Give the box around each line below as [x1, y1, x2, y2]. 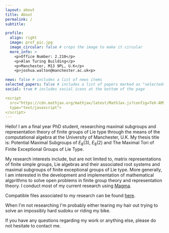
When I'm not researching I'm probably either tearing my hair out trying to [5, 202, 158, 208]
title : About [5, 12, 33, 17]
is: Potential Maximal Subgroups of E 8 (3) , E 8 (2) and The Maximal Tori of [5, 140, 154, 147]
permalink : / [5, 17, 33, 22]
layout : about [5, 7, 35, 13]
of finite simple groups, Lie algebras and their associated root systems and [5, 161, 160, 167]
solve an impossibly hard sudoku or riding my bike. [5, 208, 111, 214]
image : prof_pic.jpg [10, 40, 53, 45]
